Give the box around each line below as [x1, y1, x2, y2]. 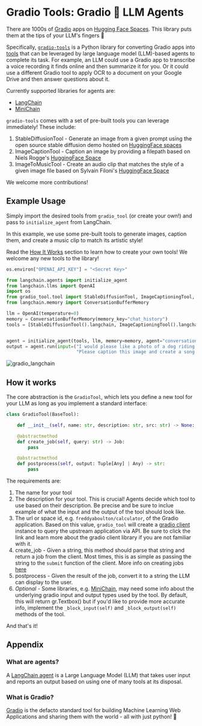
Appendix [6, 640, 44, 650]
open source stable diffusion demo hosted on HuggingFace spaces [14, 141, 182, 148]
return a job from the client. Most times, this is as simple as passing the [14, 553, 192, 560]
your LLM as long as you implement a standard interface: [6, 400, 147, 407]
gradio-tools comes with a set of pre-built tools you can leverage [6, 117, 170, 124]
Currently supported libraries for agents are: [6, 87, 116, 94]
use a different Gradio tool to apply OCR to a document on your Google [6, 69, 182, 76]
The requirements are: [6, 477, 61, 484]
